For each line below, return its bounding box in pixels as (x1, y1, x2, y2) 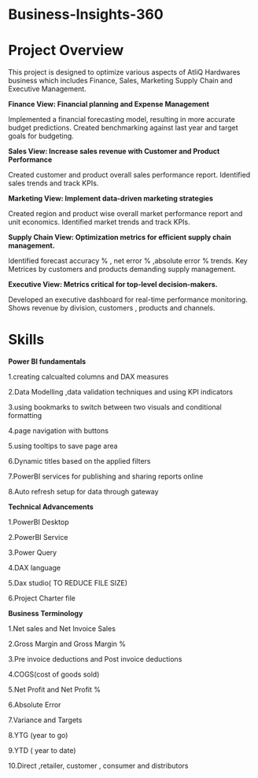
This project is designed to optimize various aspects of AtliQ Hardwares (8, 68, 241, 77)
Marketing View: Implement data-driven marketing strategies (8, 194, 214, 204)
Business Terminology (8, 609, 83, 618)
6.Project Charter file (8, 593, 76, 603)
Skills (8, 331, 45, 349)
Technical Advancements (8, 502, 94, 512)
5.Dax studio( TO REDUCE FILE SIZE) (8, 578, 128, 588)
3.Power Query (8, 548, 57, 557)
